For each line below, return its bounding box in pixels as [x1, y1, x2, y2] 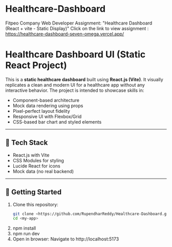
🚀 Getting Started [5, 188, 62, 196]
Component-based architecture [12, 97, 79, 103]
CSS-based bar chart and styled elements [12, 118, 102, 125]
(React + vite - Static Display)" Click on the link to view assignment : [5, 25, 149, 31]
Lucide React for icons [12, 163, 60, 169]
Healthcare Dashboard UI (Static [5, 49, 146, 60]
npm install [12, 225, 36, 231]
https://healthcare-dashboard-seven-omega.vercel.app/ [5, 31, 124, 37]
